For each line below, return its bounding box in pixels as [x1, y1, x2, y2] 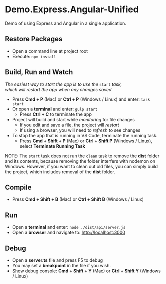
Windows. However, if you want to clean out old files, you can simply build [5, 163, 158, 169]
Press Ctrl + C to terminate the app [19, 111, 92, 117]
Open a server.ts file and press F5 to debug [12, 257, 103, 263]
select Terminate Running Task [19, 143, 86, 149]
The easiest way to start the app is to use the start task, [5, 81, 122, 87]
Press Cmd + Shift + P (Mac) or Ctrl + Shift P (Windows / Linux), [19, 138, 152, 144]
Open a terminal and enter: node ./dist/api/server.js [12, 224, 126, 230]
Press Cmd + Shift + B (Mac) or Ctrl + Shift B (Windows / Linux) [12, 196, 144, 202]
